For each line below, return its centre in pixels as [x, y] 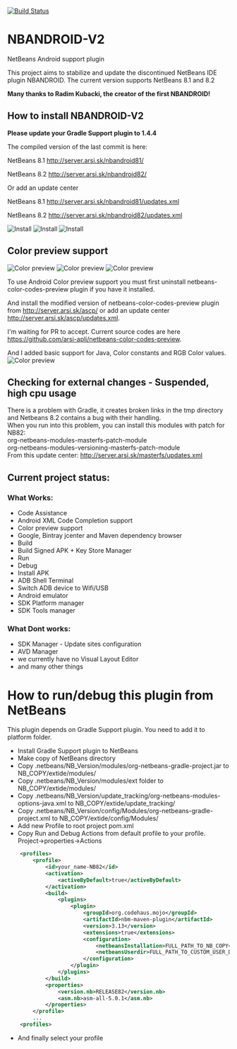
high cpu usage [42, 393]
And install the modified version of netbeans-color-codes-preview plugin [114, 303]
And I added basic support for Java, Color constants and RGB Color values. [117, 352]
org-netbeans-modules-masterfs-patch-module [77, 440]
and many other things [50, 666]
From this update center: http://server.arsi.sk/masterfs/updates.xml [105, 455]
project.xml [34, 818]
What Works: [30, 498]
